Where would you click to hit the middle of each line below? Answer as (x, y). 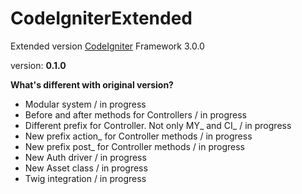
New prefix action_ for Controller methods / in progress (138, 136)
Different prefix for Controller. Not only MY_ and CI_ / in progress (158, 125)
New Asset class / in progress (86, 168)
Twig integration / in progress (85, 178)
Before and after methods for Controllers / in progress (135, 114)
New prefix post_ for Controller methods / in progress (134, 146)
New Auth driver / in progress (85, 157)
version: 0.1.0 (38, 65)
